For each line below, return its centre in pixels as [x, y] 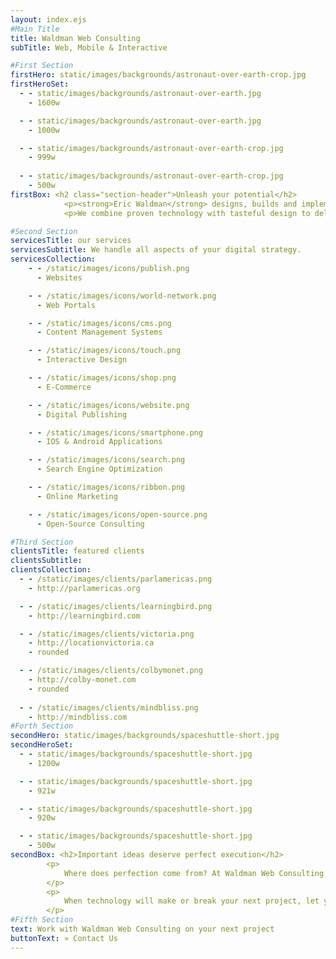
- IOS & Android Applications [99, 442]
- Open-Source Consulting [90, 524]
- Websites [59, 277]
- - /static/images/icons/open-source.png [118, 514]
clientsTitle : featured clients [77, 551]
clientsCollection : [51, 570]
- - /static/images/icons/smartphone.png [115, 432]
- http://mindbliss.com [78, 717]
